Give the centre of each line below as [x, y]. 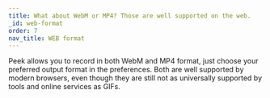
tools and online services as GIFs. [65, 87]
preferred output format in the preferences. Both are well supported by [126, 70]
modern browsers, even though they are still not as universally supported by [135, 78]
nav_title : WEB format [46, 38]
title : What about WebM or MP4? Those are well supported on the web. [130, 16]
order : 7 [23, 31]
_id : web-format [36, 23]
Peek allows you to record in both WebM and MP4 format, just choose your [133, 61]
